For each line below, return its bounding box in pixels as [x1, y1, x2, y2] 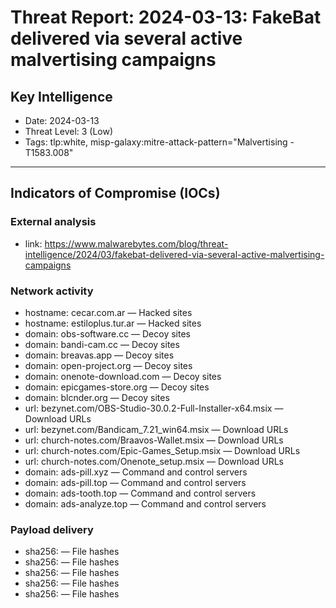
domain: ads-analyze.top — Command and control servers [24, 497, 267, 510]
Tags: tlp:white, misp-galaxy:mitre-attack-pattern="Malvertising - [24, 136, 295, 148]
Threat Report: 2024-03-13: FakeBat [10, 6, 322, 29]
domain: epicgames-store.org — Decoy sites [24, 381, 210, 393]
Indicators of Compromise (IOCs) [10, 185, 221, 202]
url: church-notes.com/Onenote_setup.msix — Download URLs [24, 455, 285, 467]
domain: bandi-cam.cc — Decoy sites [24, 338, 180, 350]
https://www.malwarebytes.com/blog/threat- [44, 237, 229, 250]
